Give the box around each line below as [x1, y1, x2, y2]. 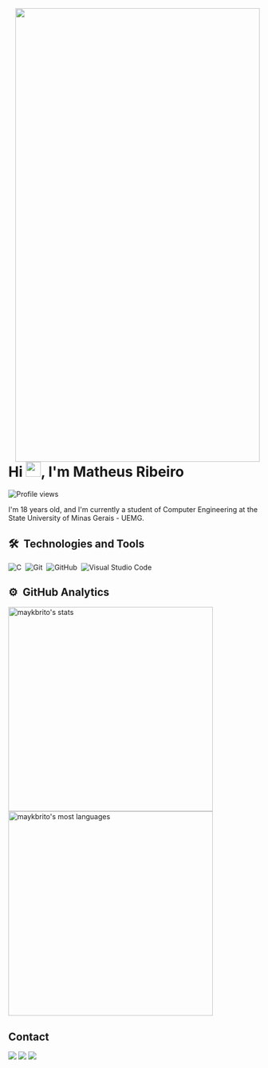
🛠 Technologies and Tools [8, 538, 145, 551]
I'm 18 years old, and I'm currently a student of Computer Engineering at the [8, 504, 258, 514]
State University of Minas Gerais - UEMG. [8, 513, 145, 522]
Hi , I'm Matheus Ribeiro [8, 463, 185, 481]
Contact [8, 1030, 49, 1043]
